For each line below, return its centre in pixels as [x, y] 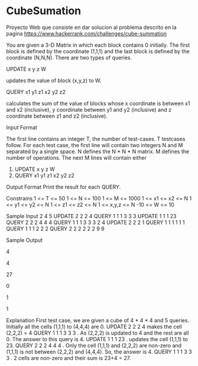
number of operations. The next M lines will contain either [76, 157]
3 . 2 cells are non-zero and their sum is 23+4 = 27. [69, 358]
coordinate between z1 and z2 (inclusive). [57, 116]
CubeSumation [44, 11]
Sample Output [25, 240]
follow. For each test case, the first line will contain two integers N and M [95, 145]
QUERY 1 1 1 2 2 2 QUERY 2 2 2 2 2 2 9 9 [55, 228]
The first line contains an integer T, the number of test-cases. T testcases [96, 139]
